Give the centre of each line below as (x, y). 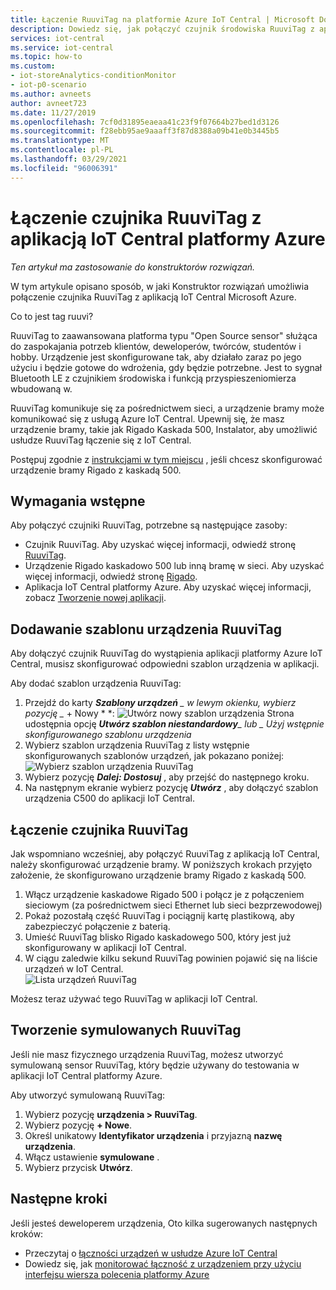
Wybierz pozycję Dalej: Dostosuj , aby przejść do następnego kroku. (167, 777)
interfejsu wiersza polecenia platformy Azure (117, 1274)
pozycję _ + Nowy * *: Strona (159, 713)
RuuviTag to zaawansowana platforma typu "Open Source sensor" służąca (164, 335)
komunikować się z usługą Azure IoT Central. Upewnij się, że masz (147, 418)
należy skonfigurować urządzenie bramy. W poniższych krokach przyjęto (161, 864)
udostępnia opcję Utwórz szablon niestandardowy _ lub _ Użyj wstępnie (174, 724)
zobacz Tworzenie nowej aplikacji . (95, 598)
